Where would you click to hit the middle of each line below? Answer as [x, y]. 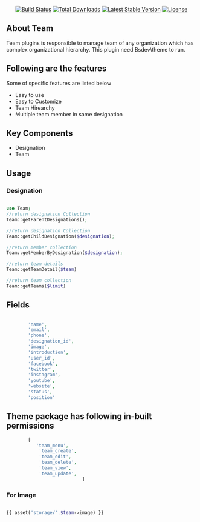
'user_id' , [42, 358]
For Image [21, 495]
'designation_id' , [51, 341]
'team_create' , [58, 451]
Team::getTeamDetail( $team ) [42, 270]
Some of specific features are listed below [59, 83]
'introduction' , [48, 352]
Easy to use [29, 95]
